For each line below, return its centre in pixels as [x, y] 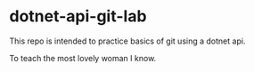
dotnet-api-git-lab [78, 16]
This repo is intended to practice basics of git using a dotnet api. [127, 41]
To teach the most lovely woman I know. [83, 58]
